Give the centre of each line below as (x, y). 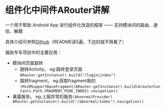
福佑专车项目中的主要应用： (34, 52)
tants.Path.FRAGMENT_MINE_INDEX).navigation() (69, 91)
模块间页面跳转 (28, 63)
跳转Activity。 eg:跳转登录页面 (51, 69)
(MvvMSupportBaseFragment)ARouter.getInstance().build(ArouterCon (90, 87)
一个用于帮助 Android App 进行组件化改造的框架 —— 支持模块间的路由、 (79, 25)
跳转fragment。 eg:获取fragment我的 (58, 81)
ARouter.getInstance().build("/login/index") (68, 75)
